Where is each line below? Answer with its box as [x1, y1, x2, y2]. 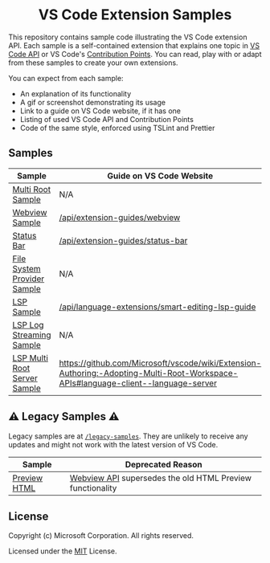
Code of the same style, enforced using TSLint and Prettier [19, 123, 215, 133]
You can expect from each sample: [8, 73, 124, 83]
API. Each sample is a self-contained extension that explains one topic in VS [8, 40, 260, 50]
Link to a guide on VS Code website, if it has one [19, 106, 181, 116]
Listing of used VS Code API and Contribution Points [19, 114, 194, 124]
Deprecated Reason [125, 459, 202, 470]
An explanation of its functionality [19, 88, 132, 98]
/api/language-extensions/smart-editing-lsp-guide [59, 301, 256, 312]
